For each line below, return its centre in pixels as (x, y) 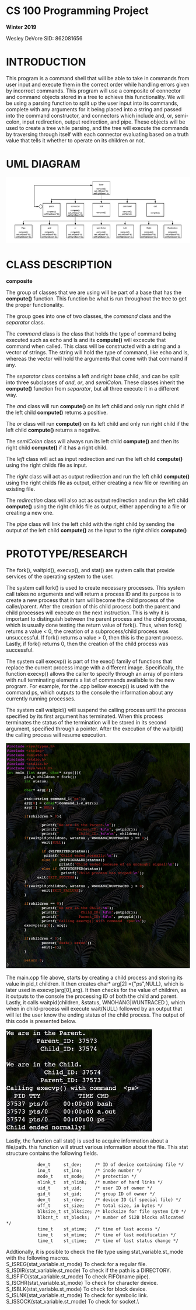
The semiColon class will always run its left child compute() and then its (92, 441)
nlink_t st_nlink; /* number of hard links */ (100, 1182)
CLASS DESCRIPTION (59, 264)
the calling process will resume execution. (56, 735)
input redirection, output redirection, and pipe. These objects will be (104, 122)
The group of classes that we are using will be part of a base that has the (94, 292)
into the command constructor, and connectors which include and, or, (90, 115)
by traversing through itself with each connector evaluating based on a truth (97, 134)
